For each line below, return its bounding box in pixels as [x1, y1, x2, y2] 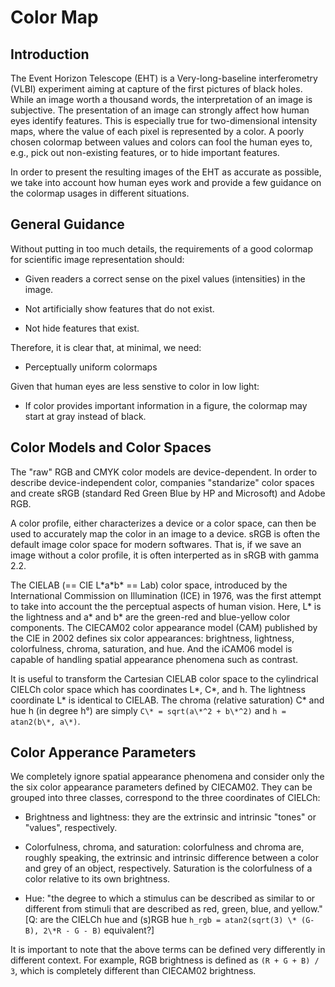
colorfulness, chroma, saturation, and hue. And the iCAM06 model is [10, 642, 293, 655]
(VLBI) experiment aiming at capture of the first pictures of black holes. [10, 83, 303, 95]
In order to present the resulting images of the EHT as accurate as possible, [10, 166, 322, 178]
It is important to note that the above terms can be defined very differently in [10, 944, 326, 956]
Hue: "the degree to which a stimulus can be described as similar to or [24, 892, 316, 905]
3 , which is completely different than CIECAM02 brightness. [10, 965, 257, 977]
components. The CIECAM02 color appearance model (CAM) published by [10, 621, 318, 633]
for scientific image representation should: [10, 253, 185, 265]
